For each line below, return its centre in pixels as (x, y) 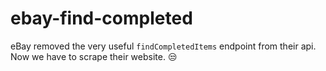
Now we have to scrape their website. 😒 (94, 56)
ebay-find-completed (101, 18)
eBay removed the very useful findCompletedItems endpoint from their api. (163, 46)
